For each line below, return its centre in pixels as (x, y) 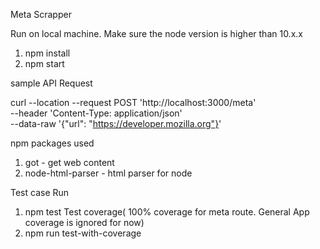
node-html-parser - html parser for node (108, 173)
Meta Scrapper (41, 14)
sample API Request (51, 83)
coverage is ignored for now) (84, 222)
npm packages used (52, 143)
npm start (44, 63)
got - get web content (69, 162)
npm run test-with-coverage (83, 233)
